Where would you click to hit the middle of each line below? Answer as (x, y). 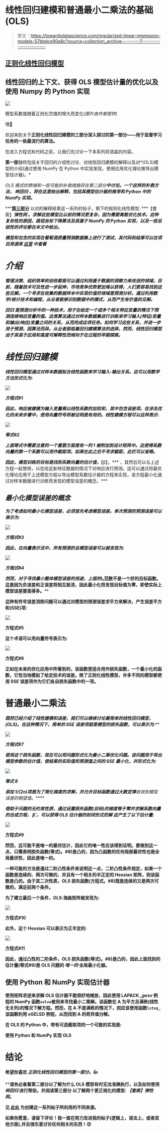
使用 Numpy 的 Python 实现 (48, 91)
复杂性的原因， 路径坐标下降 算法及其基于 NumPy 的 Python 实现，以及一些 (81, 221)
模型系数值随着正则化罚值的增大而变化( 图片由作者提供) (61, 114)
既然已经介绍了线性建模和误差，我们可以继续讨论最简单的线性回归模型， (79, 718)
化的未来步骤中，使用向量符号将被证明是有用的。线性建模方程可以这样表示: (82, 415)
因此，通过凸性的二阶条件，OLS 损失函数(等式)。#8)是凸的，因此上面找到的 (83, 959)
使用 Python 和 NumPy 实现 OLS (39, 1035)
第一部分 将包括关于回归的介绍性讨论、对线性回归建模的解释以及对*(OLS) (80, 162)
